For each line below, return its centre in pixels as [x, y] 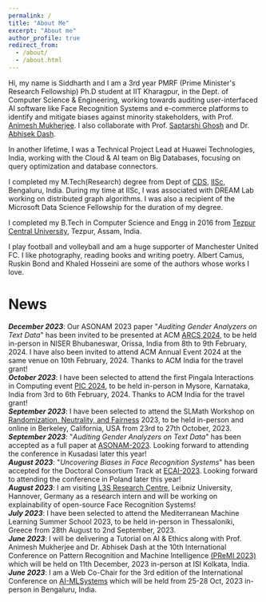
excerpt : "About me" [43, 30]
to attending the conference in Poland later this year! [95, 479]
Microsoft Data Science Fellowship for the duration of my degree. [116, 207]
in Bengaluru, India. [65, 589]
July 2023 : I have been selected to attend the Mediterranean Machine [124, 513]
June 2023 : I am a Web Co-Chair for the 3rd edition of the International [126, 572]
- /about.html [39, 61]
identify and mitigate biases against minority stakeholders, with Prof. [121, 117]
